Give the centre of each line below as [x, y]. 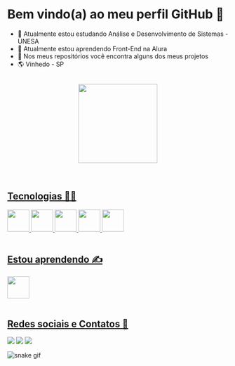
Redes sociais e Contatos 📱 [68, 323]
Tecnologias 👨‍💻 [42, 196]
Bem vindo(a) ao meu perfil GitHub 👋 [116, 14]
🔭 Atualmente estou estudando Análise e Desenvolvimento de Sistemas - [123, 34]
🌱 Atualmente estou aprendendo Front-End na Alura [92, 48]
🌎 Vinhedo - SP [41, 64]
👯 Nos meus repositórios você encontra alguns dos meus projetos [113, 56]
